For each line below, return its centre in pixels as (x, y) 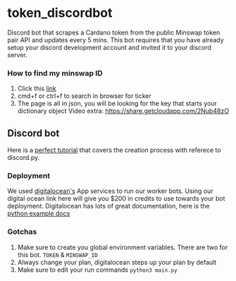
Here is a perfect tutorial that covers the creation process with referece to (114, 150)
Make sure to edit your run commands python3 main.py (97, 270)
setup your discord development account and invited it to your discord (109, 47)
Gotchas (22, 232)
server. (18, 55)
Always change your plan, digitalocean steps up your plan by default (117, 262)
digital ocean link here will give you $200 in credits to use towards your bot (116, 199)
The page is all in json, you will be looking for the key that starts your (117, 104)
